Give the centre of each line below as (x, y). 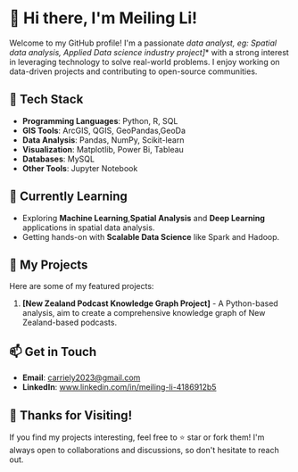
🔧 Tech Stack (46, 99)
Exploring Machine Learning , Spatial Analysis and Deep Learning (144, 218)
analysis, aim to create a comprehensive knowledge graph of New (144, 313)
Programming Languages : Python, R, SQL (100, 120)
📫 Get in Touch (53, 352)
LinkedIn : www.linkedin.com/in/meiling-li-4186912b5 (119, 387)
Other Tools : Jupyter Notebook (80, 168)
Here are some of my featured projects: (82, 286)
